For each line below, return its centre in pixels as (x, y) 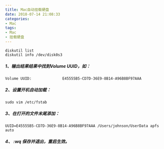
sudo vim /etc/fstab (26, 102)
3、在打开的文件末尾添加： (32, 114)
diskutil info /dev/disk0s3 (34, 55)
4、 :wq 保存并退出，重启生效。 (37, 142)
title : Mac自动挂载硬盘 (27, 10)
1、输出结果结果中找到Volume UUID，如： (48, 66)
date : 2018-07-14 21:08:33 (33, 14)
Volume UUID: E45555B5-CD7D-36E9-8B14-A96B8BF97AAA (73, 78)
